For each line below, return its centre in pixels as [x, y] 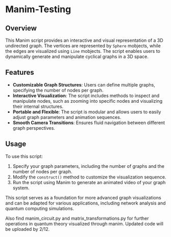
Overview [21, 28]
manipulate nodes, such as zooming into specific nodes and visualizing [88, 101]
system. [21, 188]
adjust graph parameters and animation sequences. [67, 117]
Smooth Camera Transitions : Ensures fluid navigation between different [89, 123]
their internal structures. [38, 106]
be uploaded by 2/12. [28, 229]
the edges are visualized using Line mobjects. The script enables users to [83, 51]
